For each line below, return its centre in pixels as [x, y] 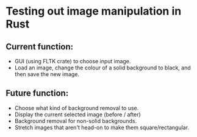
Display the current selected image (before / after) [77, 114]
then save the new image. [47, 74]
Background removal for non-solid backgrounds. [76, 121]
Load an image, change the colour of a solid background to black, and [102, 68]
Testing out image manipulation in [94, 11]
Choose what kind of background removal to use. [77, 108]
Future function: [37, 93]
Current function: [40, 47]
